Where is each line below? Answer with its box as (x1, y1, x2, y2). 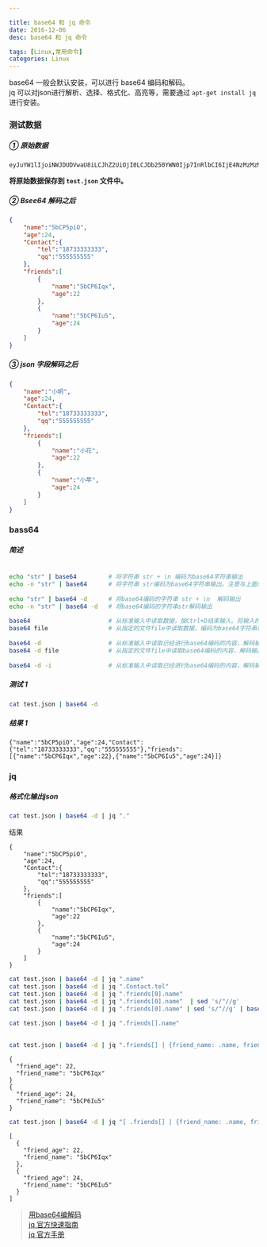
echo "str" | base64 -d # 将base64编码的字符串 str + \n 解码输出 (9, 595, 241, 603)
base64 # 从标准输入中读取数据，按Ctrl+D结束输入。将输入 (9, 617, 255, 625)
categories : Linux (9, 55, 70, 64)
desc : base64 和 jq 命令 (9, 33, 88, 41)
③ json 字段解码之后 (9, 360, 78, 369)
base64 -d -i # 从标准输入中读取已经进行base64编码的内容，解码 (9, 661, 255, 669)
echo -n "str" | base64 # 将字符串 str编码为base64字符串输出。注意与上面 (9, 580, 257, 588)
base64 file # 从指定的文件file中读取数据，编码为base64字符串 (9, 625, 257, 633)
